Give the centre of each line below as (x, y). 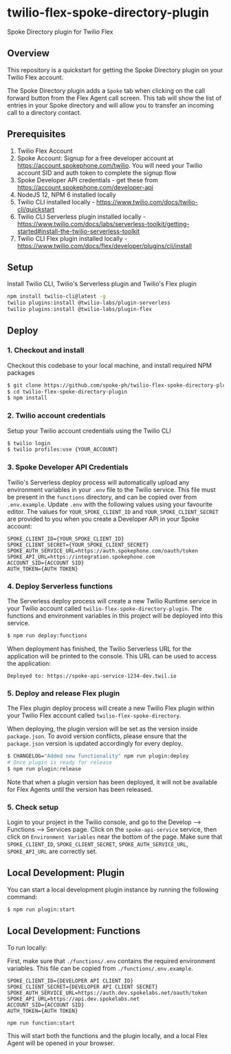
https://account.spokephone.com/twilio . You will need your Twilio (110, 165)
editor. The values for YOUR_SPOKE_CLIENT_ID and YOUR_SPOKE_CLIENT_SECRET (113, 511)
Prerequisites (36, 135)
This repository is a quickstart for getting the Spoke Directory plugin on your (115, 69)
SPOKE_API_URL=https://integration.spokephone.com (81, 557)
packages (21, 372)
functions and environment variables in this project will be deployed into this (115, 615)
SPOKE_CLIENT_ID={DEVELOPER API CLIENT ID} (70, 981)
